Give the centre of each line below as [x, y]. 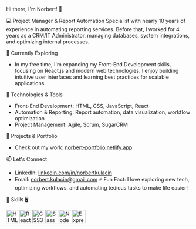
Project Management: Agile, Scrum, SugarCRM [71, 124]
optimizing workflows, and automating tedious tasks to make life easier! [101, 188]
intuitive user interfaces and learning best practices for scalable [92, 77]
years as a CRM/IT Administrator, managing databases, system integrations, [98, 36]
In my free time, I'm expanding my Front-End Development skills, [93, 64]
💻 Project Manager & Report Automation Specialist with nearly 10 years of [96, 21]
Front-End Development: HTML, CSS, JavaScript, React [82, 106]
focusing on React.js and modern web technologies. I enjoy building [97, 71]
